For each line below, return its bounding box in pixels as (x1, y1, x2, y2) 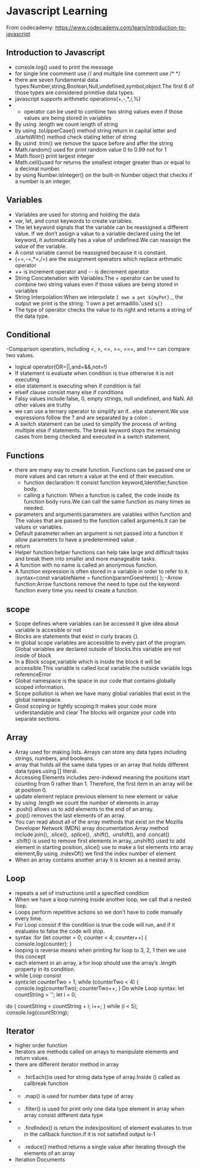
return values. (14, 1055, 50, 1062)
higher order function (14, 1042, 67, 1049)
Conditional (6, 330, 51, 340)
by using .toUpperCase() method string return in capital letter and (14, 127, 176, 134)
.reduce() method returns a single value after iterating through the (23, 1144, 186, 1151)
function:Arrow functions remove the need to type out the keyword (14, 580, 180, 588)
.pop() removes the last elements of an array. (14, 812, 126, 819)
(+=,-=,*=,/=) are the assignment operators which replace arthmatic (14, 255, 183, 262)
